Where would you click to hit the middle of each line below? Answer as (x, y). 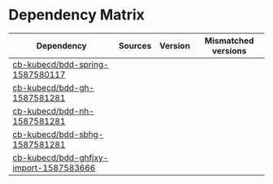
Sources (135, 45)
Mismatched (229, 41)
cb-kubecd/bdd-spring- (61, 64)
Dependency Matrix (76, 15)
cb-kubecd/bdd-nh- (54, 111)
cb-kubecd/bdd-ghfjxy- (61, 157)
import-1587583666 (54, 168)
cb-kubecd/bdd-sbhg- (58, 134)
